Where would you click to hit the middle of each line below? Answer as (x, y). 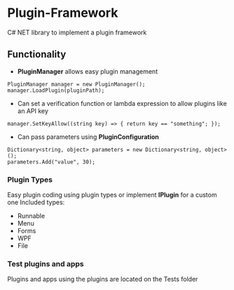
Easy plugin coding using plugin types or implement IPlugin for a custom (112, 195)
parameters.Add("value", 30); (51, 162)
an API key (33, 111)
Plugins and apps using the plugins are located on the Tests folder (103, 279)
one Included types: (36, 202)
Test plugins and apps (46, 263)
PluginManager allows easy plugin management (88, 71)
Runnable (31, 216)
